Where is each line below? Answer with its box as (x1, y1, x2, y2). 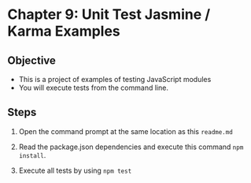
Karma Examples (7, 22, 121, 40)
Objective (7, 54, 57, 67)
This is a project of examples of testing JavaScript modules (18, 75, 212, 84)
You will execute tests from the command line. (18, 83, 168, 92)
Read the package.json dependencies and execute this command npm (18, 142, 244, 151)
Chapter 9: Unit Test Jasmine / (7, 6, 211, 24)
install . (18, 150, 46, 159)
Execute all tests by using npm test (18, 166, 132, 175)
